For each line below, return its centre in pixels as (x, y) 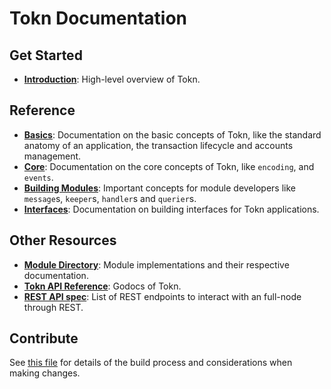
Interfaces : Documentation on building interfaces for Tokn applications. (171, 209)
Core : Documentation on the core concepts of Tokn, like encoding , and (169, 166)
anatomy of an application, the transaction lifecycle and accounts (158, 145)
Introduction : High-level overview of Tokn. (112, 79)
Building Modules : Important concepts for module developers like (159, 188)
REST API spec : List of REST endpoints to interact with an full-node (162, 296)
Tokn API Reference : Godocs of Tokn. (102, 286)
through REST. (53, 307)
